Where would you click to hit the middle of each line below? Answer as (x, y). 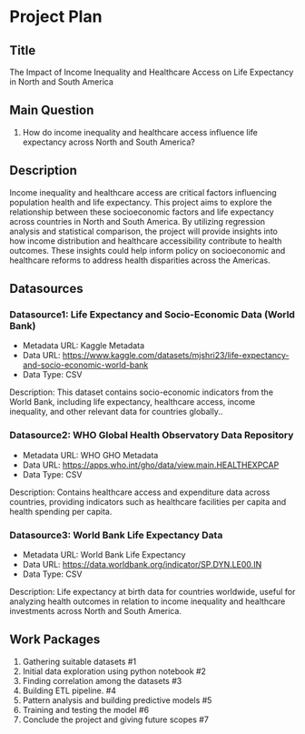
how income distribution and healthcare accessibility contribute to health (146, 241)
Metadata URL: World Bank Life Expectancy (104, 554)
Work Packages (55, 640)
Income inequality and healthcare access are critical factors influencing (143, 192)
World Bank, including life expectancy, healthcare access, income (133, 402)
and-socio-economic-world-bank (85, 365)
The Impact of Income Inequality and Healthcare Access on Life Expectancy (152, 72)
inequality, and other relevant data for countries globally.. (116, 412)
